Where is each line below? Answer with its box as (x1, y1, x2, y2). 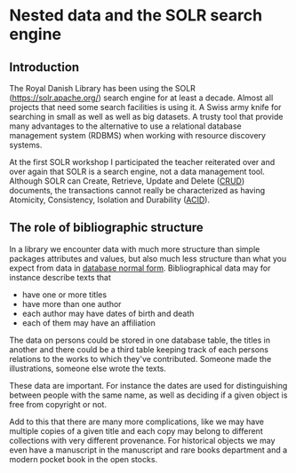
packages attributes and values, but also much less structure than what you (9, 253, 287, 264)
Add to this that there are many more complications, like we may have (9, 416, 265, 427)
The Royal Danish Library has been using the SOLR (9, 83, 196, 93)
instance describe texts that (9, 272, 111, 282)
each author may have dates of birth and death (21, 308, 195, 319)
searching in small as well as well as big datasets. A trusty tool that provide (9, 112, 284, 122)
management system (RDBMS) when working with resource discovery (9, 130, 267, 140)
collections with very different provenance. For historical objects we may (9, 435, 276, 445)
